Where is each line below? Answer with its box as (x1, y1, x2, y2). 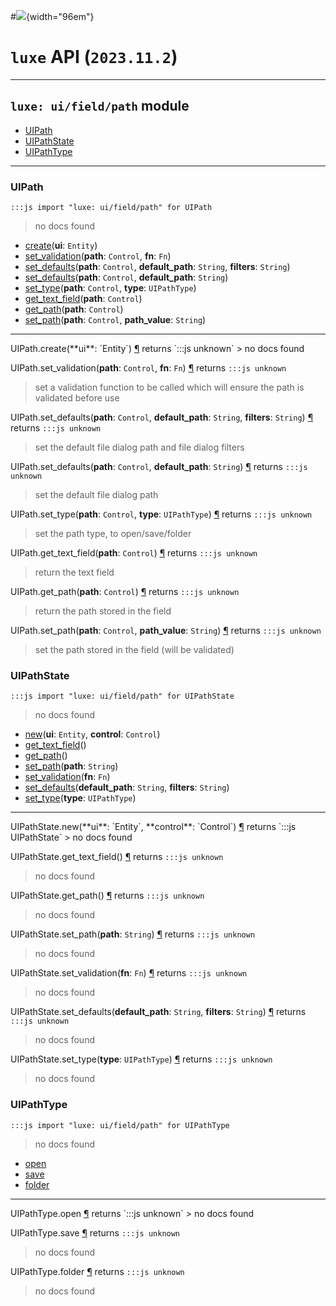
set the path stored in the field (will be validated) (34, 644, 235, 656)
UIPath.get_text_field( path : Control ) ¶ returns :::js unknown (10, 547, 258, 559)
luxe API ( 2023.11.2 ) (10, 46, 178, 69)
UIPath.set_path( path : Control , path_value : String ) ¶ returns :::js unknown (10, 625, 322, 637)
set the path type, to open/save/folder (34, 528, 192, 540)
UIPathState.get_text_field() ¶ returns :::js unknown (10, 851, 224, 863)
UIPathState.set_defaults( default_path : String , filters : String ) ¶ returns (10, 1006, 307, 1018)
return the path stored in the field (34, 605, 172, 617)
